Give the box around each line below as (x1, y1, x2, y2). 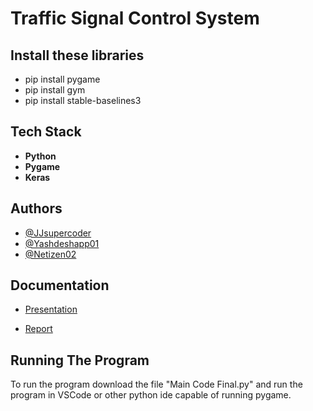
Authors (10, 200, 63, 217)
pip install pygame (24, 73, 101, 85)
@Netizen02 (24, 248, 77, 260)
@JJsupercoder (24, 227, 92, 239)
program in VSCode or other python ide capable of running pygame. (10, 389, 292, 401)
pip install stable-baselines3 (24, 95, 142, 106)
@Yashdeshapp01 (24, 237, 100, 249)
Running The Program (10, 352, 150, 369)
